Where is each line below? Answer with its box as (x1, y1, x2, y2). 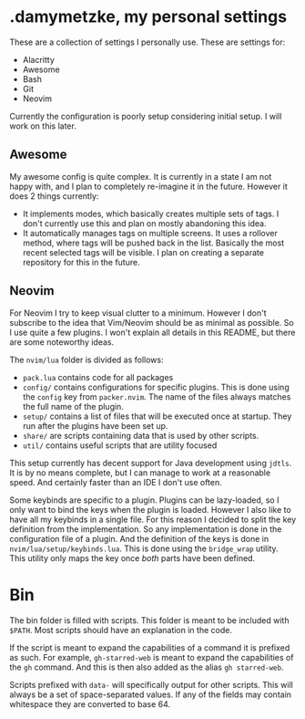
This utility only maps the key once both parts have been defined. (9, 552, 256, 563)
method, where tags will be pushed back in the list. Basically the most (22, 237, 285, 248)
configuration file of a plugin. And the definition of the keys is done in (9, 533, 269, 544)
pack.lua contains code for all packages (22, 371, 174, 382)
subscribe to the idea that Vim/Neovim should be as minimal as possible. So (9, 317, 294, 328)
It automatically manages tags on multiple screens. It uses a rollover (22, 227, 278, 238)
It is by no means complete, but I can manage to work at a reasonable (9, 467, 271, 478)
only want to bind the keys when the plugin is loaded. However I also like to (9, 504, 291, 515)
